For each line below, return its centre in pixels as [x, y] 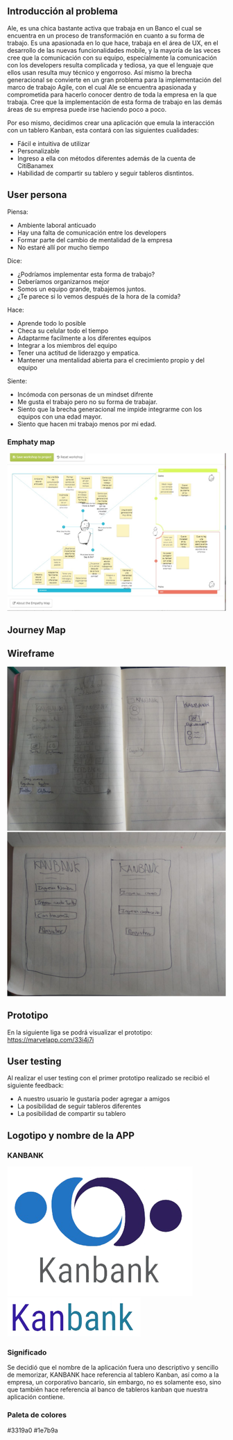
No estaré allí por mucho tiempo [63, 247]
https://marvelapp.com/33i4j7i [51, 1039]
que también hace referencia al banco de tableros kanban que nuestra [107, 1390]
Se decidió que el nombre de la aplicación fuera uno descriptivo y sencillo [113, 1368]
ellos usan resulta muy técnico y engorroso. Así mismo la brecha [100, 72]
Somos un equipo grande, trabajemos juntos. [81, 289]
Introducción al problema [63, 11]
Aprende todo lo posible [52, 323]
